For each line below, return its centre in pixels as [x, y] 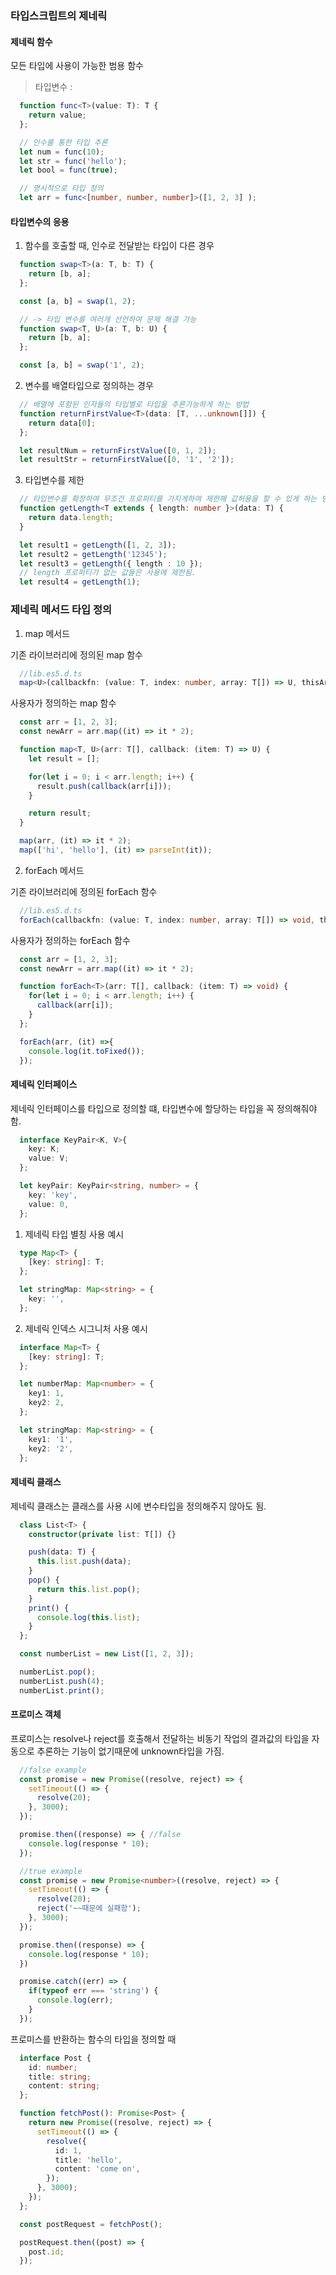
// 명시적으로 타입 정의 [61, 188]
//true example [51, 1871]
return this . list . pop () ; [88, 1589]
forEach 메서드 [54, 870]
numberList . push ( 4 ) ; [62, 1681]
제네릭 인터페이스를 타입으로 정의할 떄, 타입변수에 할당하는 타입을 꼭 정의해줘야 [164, 1108]
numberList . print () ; [62, 1690]
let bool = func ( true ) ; [68, 170]
